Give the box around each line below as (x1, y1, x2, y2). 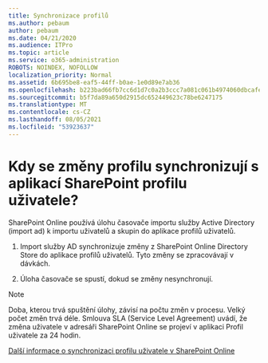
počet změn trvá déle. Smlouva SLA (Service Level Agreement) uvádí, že (8, 313, 247, 323)
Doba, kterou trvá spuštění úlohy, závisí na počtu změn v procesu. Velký (8, 305, 246, 314)
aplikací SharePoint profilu (8, 174, 187, 192)
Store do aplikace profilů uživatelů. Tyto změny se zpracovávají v (19, 250, 234, 259)
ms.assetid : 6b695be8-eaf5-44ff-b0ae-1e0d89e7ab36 (8, 78, 180, 86)
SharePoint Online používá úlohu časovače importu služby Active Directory (8, 217, 255, 227)
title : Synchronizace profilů (8, 11, 109, 20)
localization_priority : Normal (8, 71, 112, 79)
